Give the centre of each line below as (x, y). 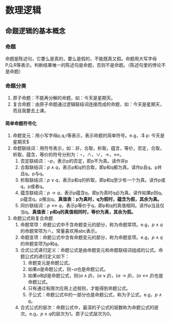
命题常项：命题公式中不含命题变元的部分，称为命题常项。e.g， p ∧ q (91, 225)
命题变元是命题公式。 (50, 263)
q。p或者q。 (33, 186)
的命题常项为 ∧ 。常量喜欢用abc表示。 (60, 231)
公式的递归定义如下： (47, 257)
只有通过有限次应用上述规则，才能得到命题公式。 (79, 288)
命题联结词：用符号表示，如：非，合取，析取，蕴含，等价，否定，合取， (88, 148)
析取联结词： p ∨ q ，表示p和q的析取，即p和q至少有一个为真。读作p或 (93, 180)
